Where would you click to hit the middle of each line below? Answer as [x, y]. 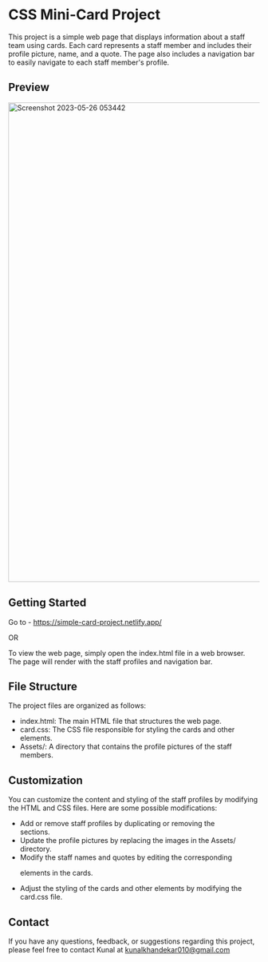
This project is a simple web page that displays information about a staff [127, 37]
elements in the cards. [56, 873]
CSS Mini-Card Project [85, 15]
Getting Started [47, 603]
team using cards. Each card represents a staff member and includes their [130, 45]
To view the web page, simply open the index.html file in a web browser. [127, 653]
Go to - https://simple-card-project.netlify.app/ [85, 622]
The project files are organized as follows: [77, 706]
